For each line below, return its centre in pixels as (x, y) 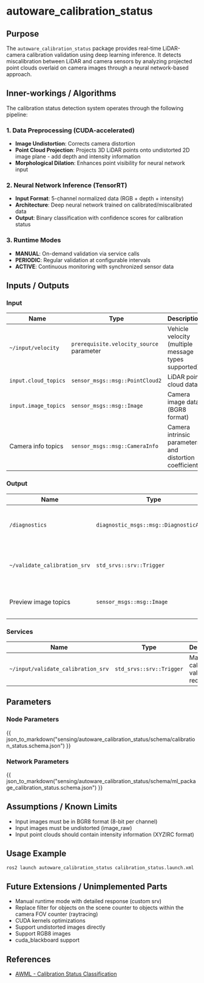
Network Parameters (38, 761)
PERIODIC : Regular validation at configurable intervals (83, 260)
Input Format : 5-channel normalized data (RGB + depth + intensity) (99, 199)
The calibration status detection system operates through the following (95, 108)
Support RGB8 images (43, 934)
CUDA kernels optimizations (50, 921)
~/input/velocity (34, 348)
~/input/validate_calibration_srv (59, 669)
